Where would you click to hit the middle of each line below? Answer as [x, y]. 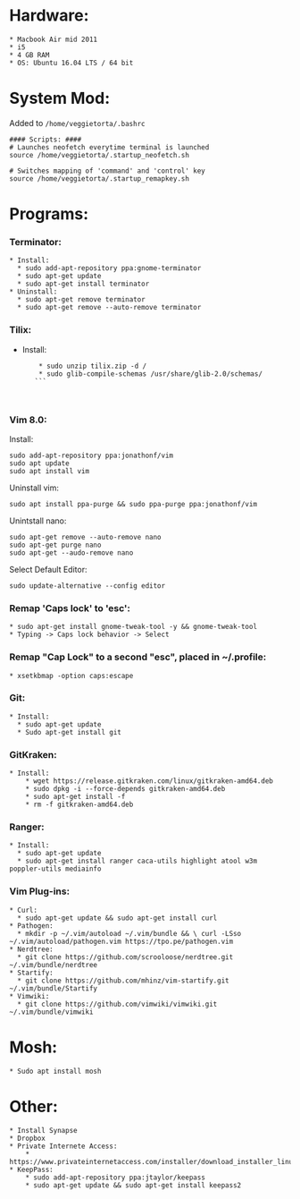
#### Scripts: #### [46, 140]
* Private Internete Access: [63, 1146]
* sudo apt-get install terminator [83, 284]
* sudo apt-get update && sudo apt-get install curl [117, 918]
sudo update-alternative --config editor [87, 586]
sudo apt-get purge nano [55, 545]
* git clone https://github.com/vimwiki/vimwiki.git [117, 1004]
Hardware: [49, 16]
